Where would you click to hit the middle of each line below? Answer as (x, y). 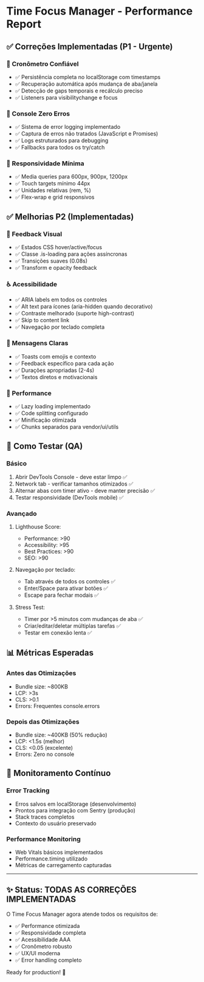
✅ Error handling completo (48, 960)
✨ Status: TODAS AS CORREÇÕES (71, 890)
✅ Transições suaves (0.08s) (51, 261)
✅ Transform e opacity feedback (56, 268)
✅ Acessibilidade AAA (43, 939)
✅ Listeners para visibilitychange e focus (66, 97)
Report (24, 24)
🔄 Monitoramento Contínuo (59, 773)
